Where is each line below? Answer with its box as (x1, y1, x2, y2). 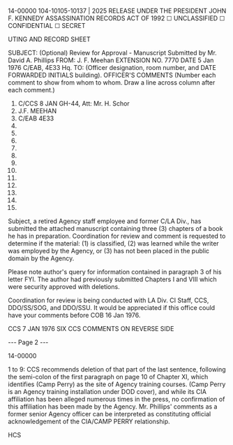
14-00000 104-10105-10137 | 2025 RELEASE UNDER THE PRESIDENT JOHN (8, 7, 227, 15)
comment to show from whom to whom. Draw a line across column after (8, 78, 216, 87)
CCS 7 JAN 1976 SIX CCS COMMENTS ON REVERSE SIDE (8, 325, 174, 332)
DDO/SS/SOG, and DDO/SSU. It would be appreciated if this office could (8, 304, 216, 311)
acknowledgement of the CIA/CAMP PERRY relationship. (8, 417, 170, 425)
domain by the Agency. (8, 254, 75, 262)
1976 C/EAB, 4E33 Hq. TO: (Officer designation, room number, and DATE (8, 64, 217, 71)
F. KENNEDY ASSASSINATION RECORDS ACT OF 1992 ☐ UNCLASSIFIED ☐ (8, 14, 225, 22)
